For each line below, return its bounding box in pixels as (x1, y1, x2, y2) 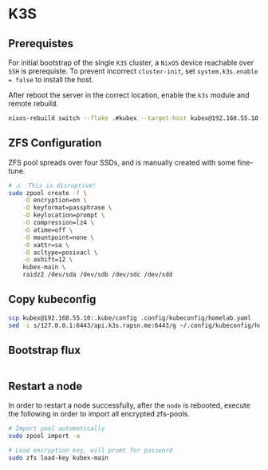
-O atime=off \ (22, 225, 73, 234)
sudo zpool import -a (8, 432, 81, 440)
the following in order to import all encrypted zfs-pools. (8, 409, 190, 419)
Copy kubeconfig (8, 293, 97, 306)
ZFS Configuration (8, 137, 102, 150)
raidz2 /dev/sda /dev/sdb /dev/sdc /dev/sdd (22, 271, 173, 279)
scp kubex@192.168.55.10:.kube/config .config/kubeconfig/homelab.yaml (8, 313, 251, 322)
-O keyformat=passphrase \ (22, 204, 112, 212)
